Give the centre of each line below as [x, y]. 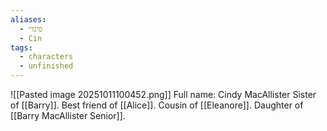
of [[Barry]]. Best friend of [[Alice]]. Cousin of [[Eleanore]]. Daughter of [157, 105]
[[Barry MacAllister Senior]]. [68, 115]
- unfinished [46, 66]
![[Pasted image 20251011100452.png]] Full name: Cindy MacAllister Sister [163, 94]
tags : [21, 47]
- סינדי [31, 29]
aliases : [28, 19]
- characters [46, 57]
